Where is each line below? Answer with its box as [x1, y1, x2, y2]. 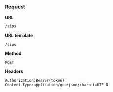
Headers [5, 69, 23, 74]
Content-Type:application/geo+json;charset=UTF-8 [5, 82, 109, 88]
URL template [5, 33, 33, 39]
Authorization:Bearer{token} [5, 78, 65, 83]
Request [5, 3, 25, 10]
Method [5, 50, 22, 57]
